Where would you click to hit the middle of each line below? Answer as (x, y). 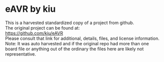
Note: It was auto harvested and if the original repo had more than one (77, 43)
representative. (21, 54)
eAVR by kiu (31, 9)
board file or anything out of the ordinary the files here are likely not (75, 49)
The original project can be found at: (42, 28)
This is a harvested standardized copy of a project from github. (70, 23)
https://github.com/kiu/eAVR (34, 33)
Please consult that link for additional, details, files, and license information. (82, 38)
